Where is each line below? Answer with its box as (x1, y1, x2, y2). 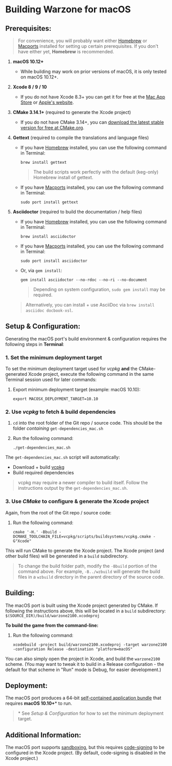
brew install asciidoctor (20, 234, 76, 239)
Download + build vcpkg (12, 464, 65, 470)
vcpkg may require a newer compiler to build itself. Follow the (17, 480, 148, 486)
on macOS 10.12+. (20, 74, 59, 80)
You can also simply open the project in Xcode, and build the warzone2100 (5, 656, 160, 662)
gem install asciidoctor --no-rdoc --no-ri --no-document (20, 277, 147, 282)
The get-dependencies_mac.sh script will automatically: (5, 454, 120, 461)
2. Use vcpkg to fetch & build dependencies (5, 408, 116, 415)
